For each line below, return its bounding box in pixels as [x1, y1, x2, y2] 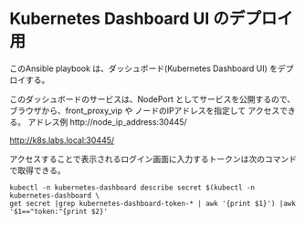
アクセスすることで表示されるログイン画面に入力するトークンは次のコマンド [9, 153, 297, 164]
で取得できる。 [9, 165, 66, 176]
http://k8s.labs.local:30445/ [9, 134, 115, 146]
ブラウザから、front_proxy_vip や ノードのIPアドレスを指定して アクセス [9, 105, 280, 116]
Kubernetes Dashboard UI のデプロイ [9, 8, 294, 29]
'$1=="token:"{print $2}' [9, 207, 108, 216]
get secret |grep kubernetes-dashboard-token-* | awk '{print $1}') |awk [9, 199, 297, 208]
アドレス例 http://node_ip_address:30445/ [26, 116, 187, 128]
